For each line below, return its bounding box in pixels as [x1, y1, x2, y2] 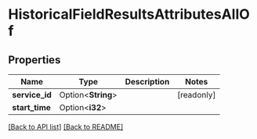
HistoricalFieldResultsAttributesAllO [8, 5, 251, 23]
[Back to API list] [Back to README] [8, 123, 124, 131]
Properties [8, 53, 61, 66]
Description [125, 77, 170, 87]
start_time [12, 102, 51, 112]
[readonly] [177, 90, 216, 100]
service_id [12, 90, 52, 100]
